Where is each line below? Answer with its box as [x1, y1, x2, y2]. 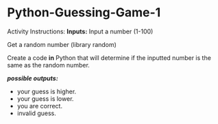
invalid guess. [16, 109, 57, 117]
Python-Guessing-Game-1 [7, 5, 161, 20]
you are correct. [16, 102, 63, 110]
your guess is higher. [16, 87, 77, 95]
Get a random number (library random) [7, 40, 117, 48]
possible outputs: [7, 74, 58, 82]
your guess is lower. [16, 94, 74, 103]
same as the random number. [7, 61, 90, 69]
